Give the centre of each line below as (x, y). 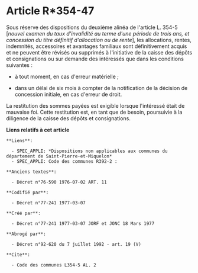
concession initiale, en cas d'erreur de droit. (68, 94)
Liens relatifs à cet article (38, 130)
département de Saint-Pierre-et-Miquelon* (59, 156)
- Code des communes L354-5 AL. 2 (54, 265)
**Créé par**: (24, 213)
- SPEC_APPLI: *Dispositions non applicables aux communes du (90, 151)
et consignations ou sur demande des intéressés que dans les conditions (95, 59)
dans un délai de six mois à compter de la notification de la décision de (101, 88)
